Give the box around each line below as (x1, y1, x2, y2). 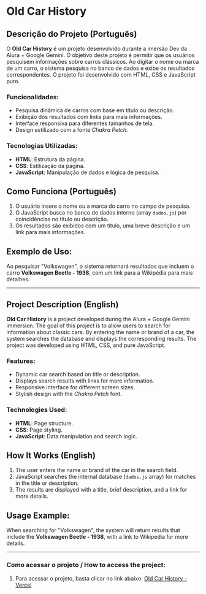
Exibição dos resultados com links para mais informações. (15, 113, 162, 121)
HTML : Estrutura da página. (15, 155, 86, 163)
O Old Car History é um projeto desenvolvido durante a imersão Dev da (6, 45, 188, 52)
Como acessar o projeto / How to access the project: (6, 561, 166, 569)
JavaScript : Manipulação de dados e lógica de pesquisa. (15, 169, 160, 176)
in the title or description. (15, 479, 79, 487)
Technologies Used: (6, 406, 67, 414)
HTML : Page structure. (15, 419, 74, 427)
